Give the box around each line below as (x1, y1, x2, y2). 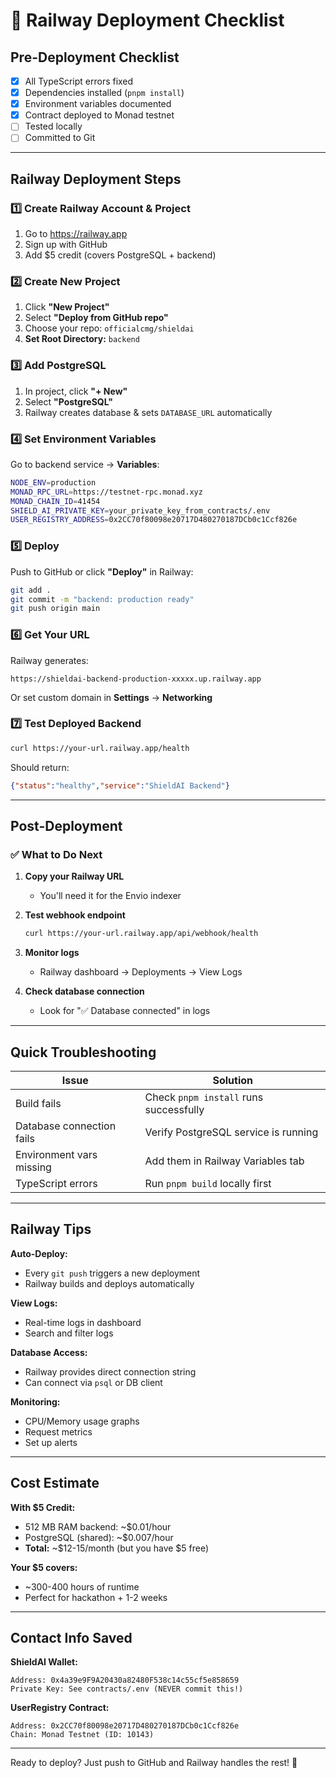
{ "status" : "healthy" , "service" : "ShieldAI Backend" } (10, 780, 230, 791)
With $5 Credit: (10, 1501, 76, 1513)
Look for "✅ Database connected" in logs (39, 1005, 211, 1017)
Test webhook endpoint (24, 909, 126, 921)
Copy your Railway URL (24, 870, 125, 883)
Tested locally (24, 120, 83, 133)
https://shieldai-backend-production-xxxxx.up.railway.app (10, 674, 262, 684)
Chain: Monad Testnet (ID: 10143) (10, 1730, 155, 1740)
